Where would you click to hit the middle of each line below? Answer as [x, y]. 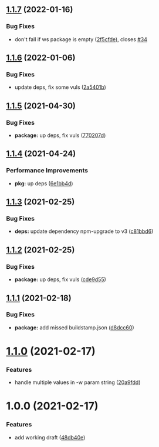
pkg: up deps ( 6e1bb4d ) [44, 183]
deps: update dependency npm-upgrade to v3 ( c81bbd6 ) [84, 231]
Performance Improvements [47, 171]
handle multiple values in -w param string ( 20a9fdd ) [77, 382]
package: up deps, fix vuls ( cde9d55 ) [60, 279]
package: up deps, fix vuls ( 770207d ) [60, 135]
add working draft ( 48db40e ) [50, 437]
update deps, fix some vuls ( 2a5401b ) [60, 87]
